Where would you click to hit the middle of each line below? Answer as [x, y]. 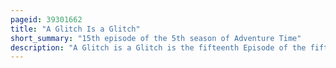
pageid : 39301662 [46, 19]
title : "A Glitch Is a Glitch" [75, 29]
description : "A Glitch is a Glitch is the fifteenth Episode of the [158, 47]
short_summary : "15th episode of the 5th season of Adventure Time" [156, 38]
